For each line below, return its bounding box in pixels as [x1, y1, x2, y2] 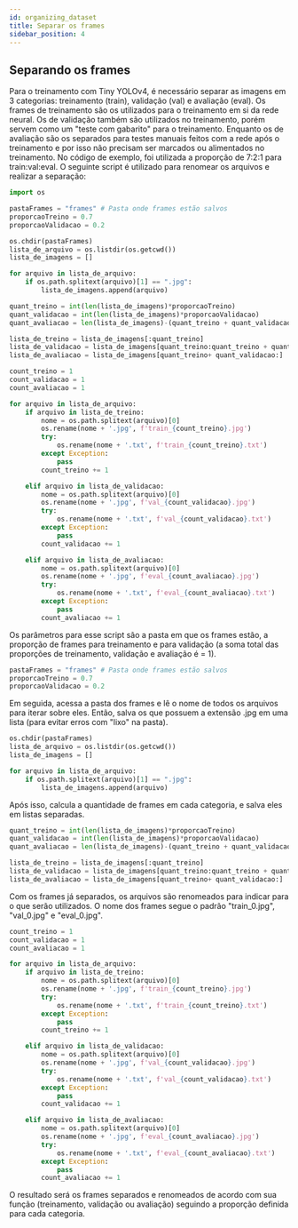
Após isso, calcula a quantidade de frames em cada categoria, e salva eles [9, 799, 283, 809]
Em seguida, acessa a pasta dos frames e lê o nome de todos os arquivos [9, 698, 278, 709]
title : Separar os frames [9, 21, 105, 30]
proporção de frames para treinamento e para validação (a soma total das [9, 639, 279, 650]
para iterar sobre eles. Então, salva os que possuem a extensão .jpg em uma [9, 707, 288, 718]
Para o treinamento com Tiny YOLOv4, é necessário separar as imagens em [9, 86, 286, 97]
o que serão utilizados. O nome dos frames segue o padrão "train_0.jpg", [9, 900, 275, 911]
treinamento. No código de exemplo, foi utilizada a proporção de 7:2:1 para [9, 152, 282, 163]
